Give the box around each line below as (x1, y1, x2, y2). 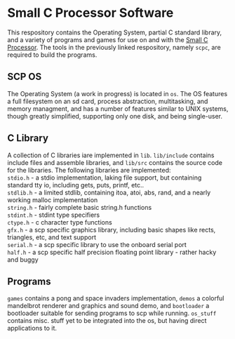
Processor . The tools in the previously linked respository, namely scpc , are (7, 43, 221, 51)
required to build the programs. (7, 51, 98, 59)
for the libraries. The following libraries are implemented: (7, 166, 171, 174)
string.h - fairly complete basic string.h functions (7, 203, 152, 211)
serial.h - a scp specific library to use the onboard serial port (7, 240, 187, 248)
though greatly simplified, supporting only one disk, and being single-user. (7, 112, 223, 120)
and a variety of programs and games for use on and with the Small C (7, 35, 208, 44)
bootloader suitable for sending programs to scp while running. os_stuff (7, 309, 217, 317)
